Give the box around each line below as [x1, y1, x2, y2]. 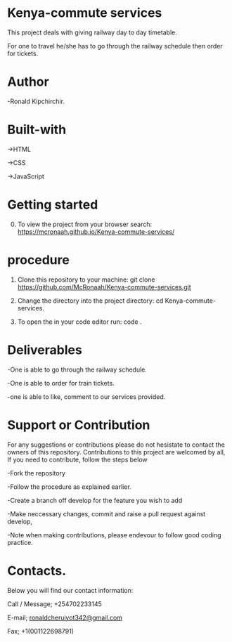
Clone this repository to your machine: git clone [17, 275, 155, 284]
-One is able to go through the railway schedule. [7, 365, 148, 374]
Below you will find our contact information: [7, 586, 134, 594]
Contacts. [7, 563, 67, 579]
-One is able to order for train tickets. [7, 379, 115, 387]
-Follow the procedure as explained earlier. [7, 483, 131, 491]
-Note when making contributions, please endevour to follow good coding [7, 530, 221, 539]
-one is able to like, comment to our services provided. [7, 392, 166, 401]
